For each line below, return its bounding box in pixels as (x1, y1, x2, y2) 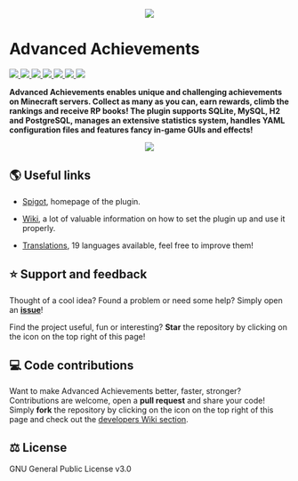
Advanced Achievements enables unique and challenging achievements (9, 86, 283, 97)
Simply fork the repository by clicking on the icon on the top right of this (9, 405, 274, 415)
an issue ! (9, 304, 44, 315)
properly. (21, 222, 56, 233)
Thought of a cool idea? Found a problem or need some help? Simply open (9, 294, 283, 306)
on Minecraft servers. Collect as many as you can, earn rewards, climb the (9, 96, 289, 107)
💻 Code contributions (9, 357, 134, 373)
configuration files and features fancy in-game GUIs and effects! (9, 124, 254, 135)
